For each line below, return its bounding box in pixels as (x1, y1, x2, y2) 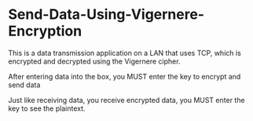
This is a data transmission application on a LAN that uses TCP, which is (8, 48, 241, 57)
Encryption (8, 22, 82, 40)
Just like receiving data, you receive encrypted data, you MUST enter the (8, 95, 245, 104)
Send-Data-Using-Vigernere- (8, 5, 205, 24)
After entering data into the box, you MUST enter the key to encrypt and (8, 71, 241, 81)
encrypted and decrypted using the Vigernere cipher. (8, 57, 181, 66)
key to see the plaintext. (8, 104, 86, 113)
